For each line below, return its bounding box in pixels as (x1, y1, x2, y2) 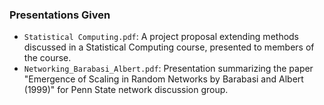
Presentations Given (9, 8, 111, 22)
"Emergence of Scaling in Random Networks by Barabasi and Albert (23, 73, 304, 85)
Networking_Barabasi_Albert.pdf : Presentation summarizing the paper (23, 63, 314, 75)
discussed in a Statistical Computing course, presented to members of (23, 41, 315, 53)
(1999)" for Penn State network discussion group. (23, 84, 229, 96)
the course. (23, 52, 72, 64)
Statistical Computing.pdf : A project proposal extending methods (23, 31, 300, 43)
